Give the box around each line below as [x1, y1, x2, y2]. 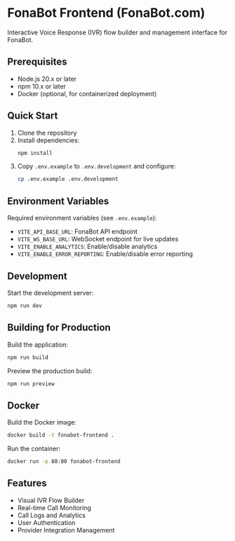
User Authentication [17, 518, 76, 527]
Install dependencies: [17, 135, 80, 145]
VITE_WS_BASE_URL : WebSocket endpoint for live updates [17, 235, 179, 243]
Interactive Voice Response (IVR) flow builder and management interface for [7, 28, 228, 36]
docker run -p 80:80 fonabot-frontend [7, 458, 121, 465]
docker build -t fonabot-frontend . [7, 432, 114, 439]
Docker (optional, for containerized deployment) [17, 89, 157, 98]
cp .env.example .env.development [17, 175, 119, 183]
